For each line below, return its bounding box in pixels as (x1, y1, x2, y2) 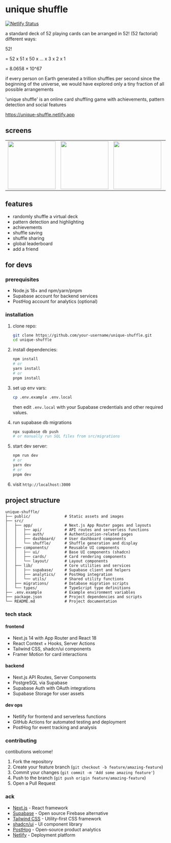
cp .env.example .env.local (12, 394, 72, 400)
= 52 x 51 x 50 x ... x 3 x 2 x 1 (5, 55, 66, 62)
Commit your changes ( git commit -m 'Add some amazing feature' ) (12, 769, 155, 776)
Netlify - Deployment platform (12, 832, 75, 838)
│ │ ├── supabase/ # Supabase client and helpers (5, 568, 131, 573)
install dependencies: (12, 346, 58, 353)
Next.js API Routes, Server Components (12, 674, 97, 680)
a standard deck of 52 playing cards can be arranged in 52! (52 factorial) (5, 30, 158, 36)
